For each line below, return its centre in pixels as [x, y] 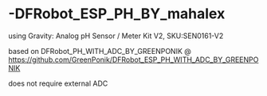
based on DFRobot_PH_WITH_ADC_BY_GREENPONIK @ [100, 51]
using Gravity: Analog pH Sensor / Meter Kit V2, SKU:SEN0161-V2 [116, 36]
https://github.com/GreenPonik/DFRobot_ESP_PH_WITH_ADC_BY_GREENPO [133, 60]
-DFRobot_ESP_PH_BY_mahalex [117, 14]
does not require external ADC [58, 83]
